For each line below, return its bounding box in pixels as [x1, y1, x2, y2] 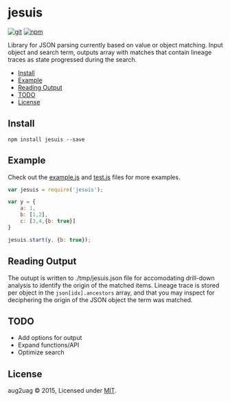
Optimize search [17, 348, 65, 356]
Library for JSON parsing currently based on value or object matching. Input [8, 41, 224, 49]
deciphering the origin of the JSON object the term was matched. [8, 295, 193, 303]
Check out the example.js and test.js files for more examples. [8, 173, 181, 181]
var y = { [8, 198, 36, 205]
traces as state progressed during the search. [8, 55, 137, 63]
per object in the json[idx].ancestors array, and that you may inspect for [8, 288, 215, 297]
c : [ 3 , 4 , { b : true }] [20, 218, 76, 225]
